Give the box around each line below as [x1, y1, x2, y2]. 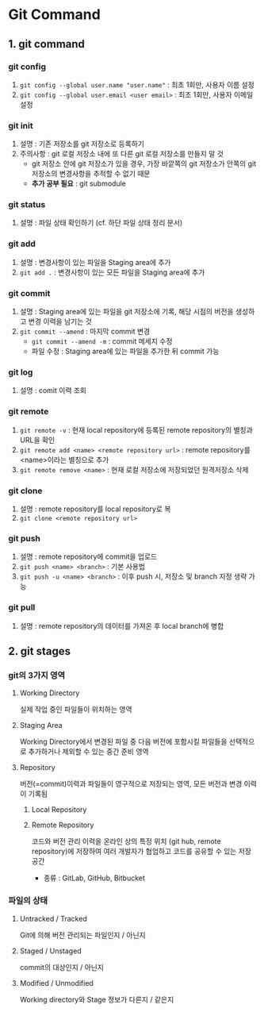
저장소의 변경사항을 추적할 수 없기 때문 [31, 169, 151, 179]
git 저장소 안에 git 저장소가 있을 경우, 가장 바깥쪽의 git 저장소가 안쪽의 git [31, 159, 256, 168]
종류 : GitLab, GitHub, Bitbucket [43, 873, 145, 883]
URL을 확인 [19, 435, 55, 444]
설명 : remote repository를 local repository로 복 [19, 504, 171, 514]
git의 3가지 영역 [8, 669, 66, 680]
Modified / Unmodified [19, 978, 94, 987]
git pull [8, 602, 36, 613]
